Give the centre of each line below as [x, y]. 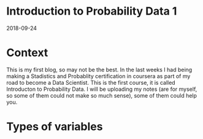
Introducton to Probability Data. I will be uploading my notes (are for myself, [102, 89]
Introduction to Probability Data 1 [92, 11]
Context [27, 53]
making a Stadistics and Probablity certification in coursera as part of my [98, 76]
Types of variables [55, 127]
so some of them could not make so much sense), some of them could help [102, 95]
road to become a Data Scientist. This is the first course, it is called [91, 82]
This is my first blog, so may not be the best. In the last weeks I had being [99, 69]
